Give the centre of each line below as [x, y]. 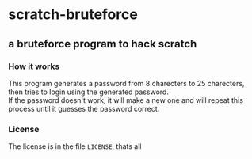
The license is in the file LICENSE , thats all [75, 146]
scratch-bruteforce [73, 15]
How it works [34, 66]
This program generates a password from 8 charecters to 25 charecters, [126, 83]
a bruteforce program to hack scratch [103, 44]
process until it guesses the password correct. [84, 108]
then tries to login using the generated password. [88, 92]
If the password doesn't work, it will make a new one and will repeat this [126, 100]
